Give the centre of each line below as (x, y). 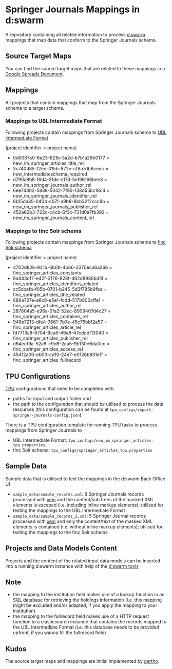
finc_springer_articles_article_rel (47, 327)
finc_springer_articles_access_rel (48, 349)
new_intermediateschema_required (50, 174)
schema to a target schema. (35, 108)
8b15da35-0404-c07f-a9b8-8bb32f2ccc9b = (61, 201)
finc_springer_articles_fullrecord (47, 360)
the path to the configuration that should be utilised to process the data (88, 404)
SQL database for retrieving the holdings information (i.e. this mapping (87, 600)
